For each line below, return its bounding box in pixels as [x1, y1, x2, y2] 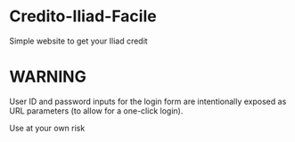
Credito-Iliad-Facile [9, 6, 158, 27]
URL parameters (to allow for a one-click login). [9, 105, 184, 116]
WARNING [9, 67, 86, 87]
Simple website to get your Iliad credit [9, 35, 149, 46]
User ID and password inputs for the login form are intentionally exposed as [9, 96, 287, 106]
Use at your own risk [9, 122, 86, 133]
